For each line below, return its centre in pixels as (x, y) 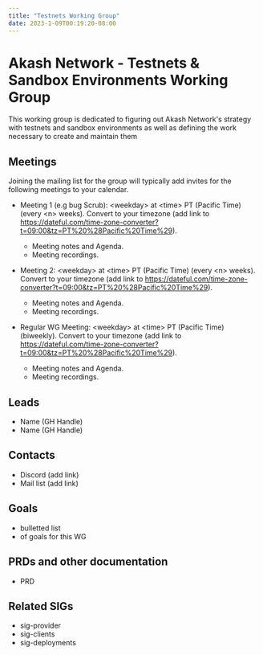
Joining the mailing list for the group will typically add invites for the (120, 181)
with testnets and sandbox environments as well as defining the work (123, 128)
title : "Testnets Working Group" (64, 16)
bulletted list (40, 528)
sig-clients (37, 634)
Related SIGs (41, 606)
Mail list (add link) (49, 483)
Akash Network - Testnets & (104, 63)
